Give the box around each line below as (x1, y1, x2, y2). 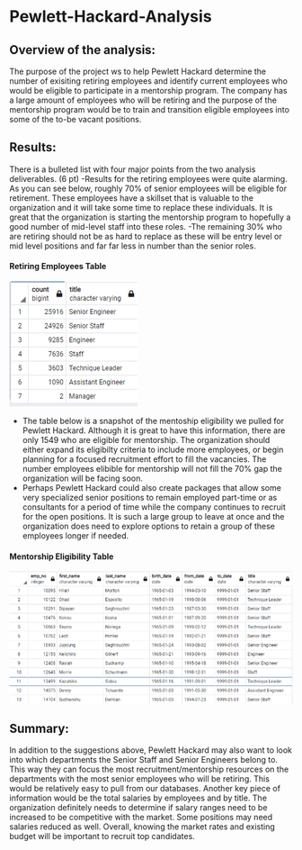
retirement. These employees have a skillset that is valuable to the (9, 192, 254, 203)
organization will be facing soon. (22, 473, 144, 484)
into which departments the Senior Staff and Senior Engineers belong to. (9, 755, 279, 765)
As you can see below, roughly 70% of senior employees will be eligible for (9, 183, 288, 194)
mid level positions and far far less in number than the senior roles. (9, 240, 256, 251)
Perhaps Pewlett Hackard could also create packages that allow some (22, 483, 281, 493)
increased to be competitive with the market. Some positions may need (9, 812, 273, 823)
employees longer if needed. (22, 530, 129, 541)
